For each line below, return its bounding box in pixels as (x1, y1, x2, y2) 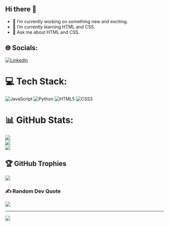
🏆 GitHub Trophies (5, 159, 67, 168)
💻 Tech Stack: (5, 76, 67, 87)
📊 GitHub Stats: (5, 114, 74, 126)
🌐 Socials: (5, 44, 38, 52)
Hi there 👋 (5, 5, 37, 14)
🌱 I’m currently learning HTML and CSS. (12, 24, 96, 30)
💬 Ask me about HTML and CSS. (12, 29, 80, 35)
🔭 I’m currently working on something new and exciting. (12, 18, 128, 24)
